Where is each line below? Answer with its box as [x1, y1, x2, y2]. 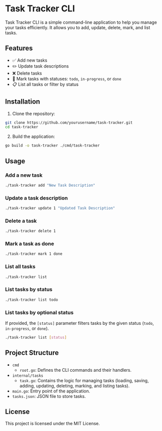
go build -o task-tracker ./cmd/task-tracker [5, 143, 100, 148]
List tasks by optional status [5, 309, 74, 316]
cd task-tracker [5, 124, 38, 130]
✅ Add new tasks [12, 57, 48, 63]
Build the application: [12, 134, 55, 140]
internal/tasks [12, 373, 44, 378]
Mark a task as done [5, 240, 54, 247]
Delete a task [5, 217, 37, 224]
